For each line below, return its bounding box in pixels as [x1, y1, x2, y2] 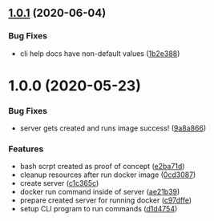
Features [8, 143, 44, 155]
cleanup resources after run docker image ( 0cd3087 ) [19, 170, 196, 179]
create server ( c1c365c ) [19, 179, 99, 188]
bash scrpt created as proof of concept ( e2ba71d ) [19, 162, 185, 171]
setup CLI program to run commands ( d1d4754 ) [19, 204, 178, 214]
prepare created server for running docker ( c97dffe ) [19, 195, 192, 205]
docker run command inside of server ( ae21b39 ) [19, 187, 180, 197]
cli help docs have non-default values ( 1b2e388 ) [19, 48, 180, 58]
